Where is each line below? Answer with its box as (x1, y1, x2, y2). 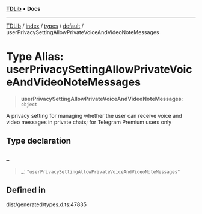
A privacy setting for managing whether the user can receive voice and (6, 112, 182, 119)
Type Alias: (6, 50, 64, 64)
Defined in (6, 185, 46, 195)
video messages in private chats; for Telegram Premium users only (6, 118, 172, 126)
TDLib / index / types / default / (6, 22, 84, 29)
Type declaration (6, 136, 71, 146)
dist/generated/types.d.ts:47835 (6, 201, 87, 208)
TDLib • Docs (6, 5, 41, 12)
